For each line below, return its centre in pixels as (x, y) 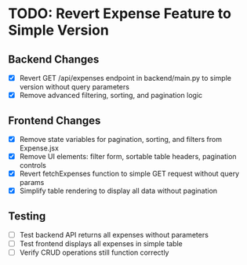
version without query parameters (74, 87)
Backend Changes (54, 59)
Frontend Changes (54, 120)
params (32, 183)
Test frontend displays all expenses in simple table (101, 244)
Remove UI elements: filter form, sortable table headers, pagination (128, 156)
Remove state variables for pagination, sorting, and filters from (120, 139)
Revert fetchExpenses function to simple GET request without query (129, 174)
